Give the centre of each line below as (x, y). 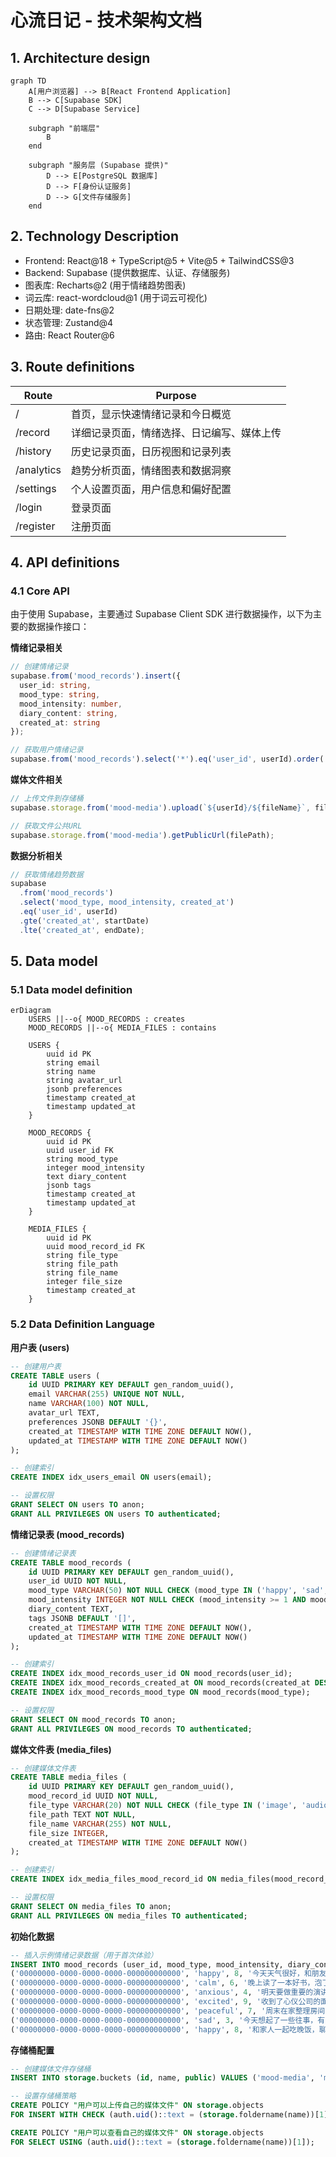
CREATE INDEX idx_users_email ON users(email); (111, 1477)
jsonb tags (69, 1186)
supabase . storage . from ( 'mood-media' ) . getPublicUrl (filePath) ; (142, 835)
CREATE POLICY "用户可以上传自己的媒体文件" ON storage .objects (137, 2106)
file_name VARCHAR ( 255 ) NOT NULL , (100, 1824)
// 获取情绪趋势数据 (47, 874)
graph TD (28, 81)
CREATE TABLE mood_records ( (71, 1562)
